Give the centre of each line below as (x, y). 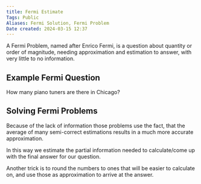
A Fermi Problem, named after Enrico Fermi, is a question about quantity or (99, 46)
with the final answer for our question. (54, 156)
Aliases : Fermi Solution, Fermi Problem (58, 23)
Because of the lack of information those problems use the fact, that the (96, 125)
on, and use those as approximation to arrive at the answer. (80, 174)
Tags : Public (23, 17)
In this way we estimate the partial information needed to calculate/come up (101, 150)
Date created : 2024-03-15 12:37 (47, 29)
